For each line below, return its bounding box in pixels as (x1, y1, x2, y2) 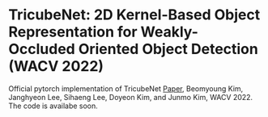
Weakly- (140, 23, 198, 41)
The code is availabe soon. (8, 101, 99, 111)
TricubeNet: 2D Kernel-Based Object (8, 6, 261, 24)
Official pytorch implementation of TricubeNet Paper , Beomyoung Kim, (8, 83, 244, 94)
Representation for (8, 23, 138, 41)
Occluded (8, 40, 75, 58)
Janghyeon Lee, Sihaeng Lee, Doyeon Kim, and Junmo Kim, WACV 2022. (8, 92, 253, 102)
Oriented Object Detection (78, 40, 259, 58)
